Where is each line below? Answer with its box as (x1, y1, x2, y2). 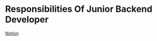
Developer (5, 14, 49, 25)
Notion (5, 30, 19, 36)
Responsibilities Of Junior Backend (5, 3, 153, 15)
